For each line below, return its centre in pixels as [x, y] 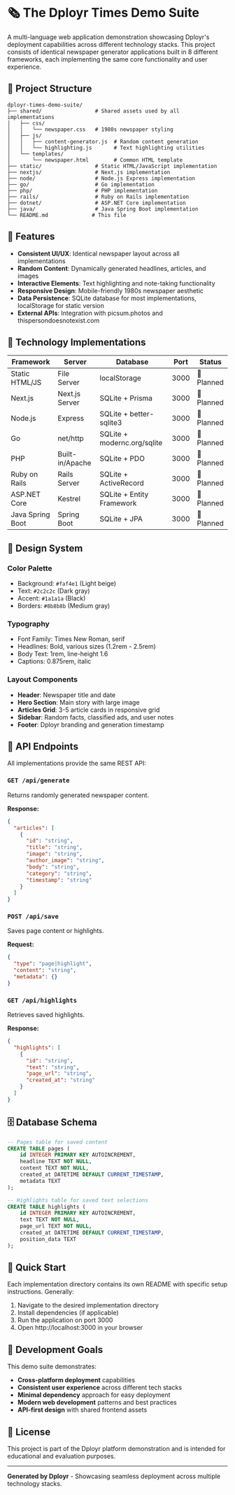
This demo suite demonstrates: [52, 1367]
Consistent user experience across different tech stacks [100, 1388]
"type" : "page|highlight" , [53, 964]
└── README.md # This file [67, 215]
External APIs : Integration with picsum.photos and [90, 313]
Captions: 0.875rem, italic [54, 661]
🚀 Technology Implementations [77, 342]
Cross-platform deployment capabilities [76, 1380]
